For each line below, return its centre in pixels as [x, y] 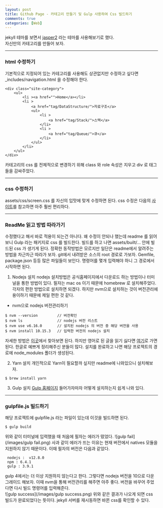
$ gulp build [18, 427]
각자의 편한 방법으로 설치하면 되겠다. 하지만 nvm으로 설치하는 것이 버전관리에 [85, 289]
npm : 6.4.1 [19, 462]
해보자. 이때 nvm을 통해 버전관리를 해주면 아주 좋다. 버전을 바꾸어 [83, 482]
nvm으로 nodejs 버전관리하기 [40, 306]
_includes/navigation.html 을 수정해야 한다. [47, 79]
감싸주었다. [24, 171]
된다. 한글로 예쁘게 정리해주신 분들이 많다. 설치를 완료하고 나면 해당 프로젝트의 [79, 347]
